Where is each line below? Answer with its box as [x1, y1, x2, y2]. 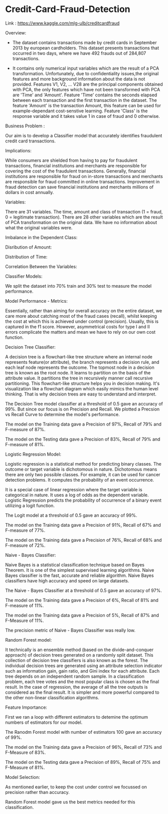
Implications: [5, 147, 32, 153]
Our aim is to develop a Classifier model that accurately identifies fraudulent [5, 132, 162, 138]
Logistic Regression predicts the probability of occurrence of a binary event [5, 497, 161, 503]
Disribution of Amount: [5, 244, 52, 250]
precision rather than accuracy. [5, 789, 70, 795]
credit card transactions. [5, 138, 56, 144]
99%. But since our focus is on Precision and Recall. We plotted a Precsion [5, 406, 160, 412]
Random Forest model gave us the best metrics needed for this [5, 798, 135, 805]
